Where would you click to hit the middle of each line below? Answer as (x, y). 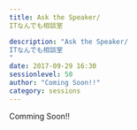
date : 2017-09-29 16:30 (53, 66)
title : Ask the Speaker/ (55, 17)
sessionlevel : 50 (41, 75)
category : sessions (45, 91)
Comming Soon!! (40, 116)
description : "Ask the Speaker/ (68, 42)
